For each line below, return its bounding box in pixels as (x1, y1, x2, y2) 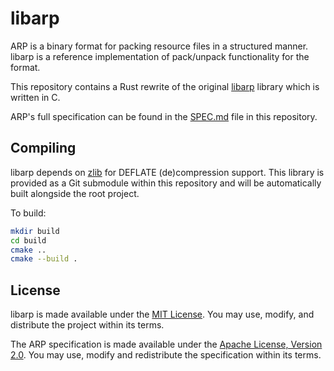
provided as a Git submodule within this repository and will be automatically (10, 177, 322, 189)
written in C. (10, 91, 61, 103)
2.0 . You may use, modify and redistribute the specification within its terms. (10, 349, 322, 361)
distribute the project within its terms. (10, 319, 165, 331)
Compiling (10, 140, 77, 157)
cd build (10, 235, 47, 246)
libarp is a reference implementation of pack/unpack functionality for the (10, 50, 310, 62)
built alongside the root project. (10, 187, 140, 199)
